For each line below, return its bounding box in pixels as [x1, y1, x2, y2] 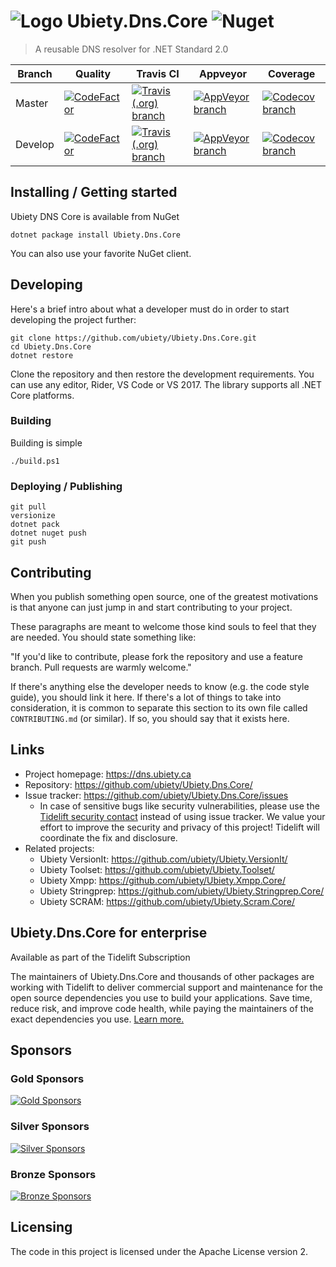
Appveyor [198, 66, 247, 80]
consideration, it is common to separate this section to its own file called [10, 701, 308, 714]
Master [15, 96, 49, 110]
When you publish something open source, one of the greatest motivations [10, 590, 319, 602]
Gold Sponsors [10, 1071, 85, 1085]
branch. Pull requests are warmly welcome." [10, 661, 192, 673]
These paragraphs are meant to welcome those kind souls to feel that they [10, 620, 317, 632]
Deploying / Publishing [10, 479, 123, 493]
